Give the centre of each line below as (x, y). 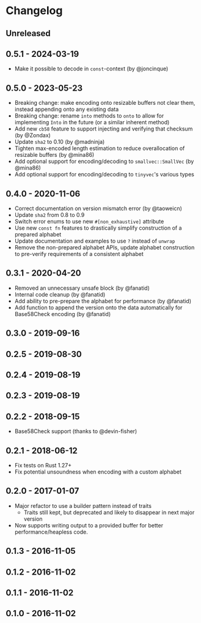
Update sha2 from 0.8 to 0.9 (49, 215)
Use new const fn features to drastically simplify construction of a (98, 228)
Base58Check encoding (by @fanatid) (63, 314)
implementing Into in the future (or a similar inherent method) (92, 123)
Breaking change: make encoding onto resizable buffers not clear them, (105, 103)
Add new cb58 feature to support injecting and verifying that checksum (104, 129)
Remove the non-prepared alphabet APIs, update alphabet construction (104, 247)
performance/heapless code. (51, 532)
